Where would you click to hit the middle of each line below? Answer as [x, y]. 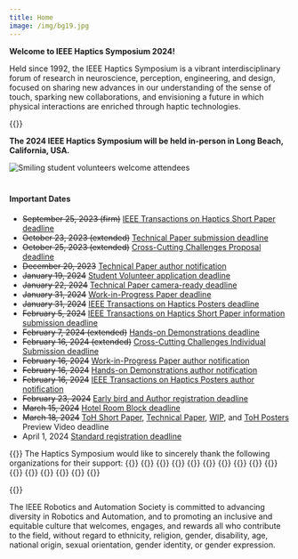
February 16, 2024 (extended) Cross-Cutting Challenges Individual [144, 341]
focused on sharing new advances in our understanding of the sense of [141, 87]
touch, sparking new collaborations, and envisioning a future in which [137, 97]
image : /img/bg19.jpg [49, 26]
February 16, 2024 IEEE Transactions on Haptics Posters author [138, 379]
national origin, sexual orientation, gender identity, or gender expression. [142, 545]
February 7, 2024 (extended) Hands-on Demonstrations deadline [141, 332]
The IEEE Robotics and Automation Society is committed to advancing [137, 506]
